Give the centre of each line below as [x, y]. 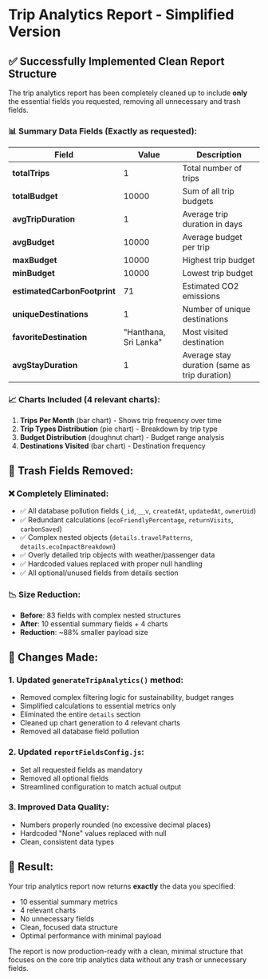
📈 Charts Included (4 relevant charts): [85, 400]
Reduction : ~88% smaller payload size [84, 632]
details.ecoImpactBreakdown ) [68, 546]
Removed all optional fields [64, 778]
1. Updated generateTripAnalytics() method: [96, 680]
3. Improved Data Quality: [59, 807]
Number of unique [217, 310]
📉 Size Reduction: [45, 595]
